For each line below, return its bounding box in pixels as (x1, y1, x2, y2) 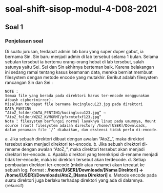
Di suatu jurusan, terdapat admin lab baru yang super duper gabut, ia (5, 48, 144, 54)
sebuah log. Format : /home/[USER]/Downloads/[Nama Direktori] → (5, 167, 143, 173)
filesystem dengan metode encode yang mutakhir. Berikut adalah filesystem (5, 74, 158, 80)
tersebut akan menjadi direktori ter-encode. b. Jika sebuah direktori (5, 141, 141, 147)
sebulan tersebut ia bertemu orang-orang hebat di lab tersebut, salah (5, 58, 144, 64)
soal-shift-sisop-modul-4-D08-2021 (5, 3, 157, 15)
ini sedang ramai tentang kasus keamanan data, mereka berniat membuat (5, 69, 153, 75)
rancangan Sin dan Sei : (5, 79, 53, 85)
